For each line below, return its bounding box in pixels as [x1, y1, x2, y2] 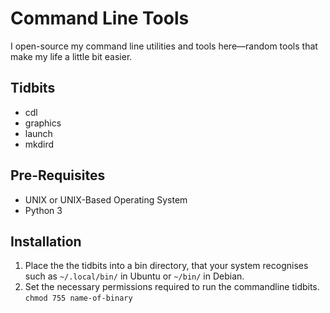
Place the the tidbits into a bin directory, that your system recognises [24, 260, 309, 272]
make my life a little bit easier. [10, 50, 133, 62]
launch [24, 127, 53, 139]
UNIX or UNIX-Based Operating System [24, 193, 188, 206]
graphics [24, 117, 62, 129]
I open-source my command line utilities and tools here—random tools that [10, 40, 318, 52]
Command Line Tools [10, 7, 190, 30]
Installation [10, 233, 82, 250]
